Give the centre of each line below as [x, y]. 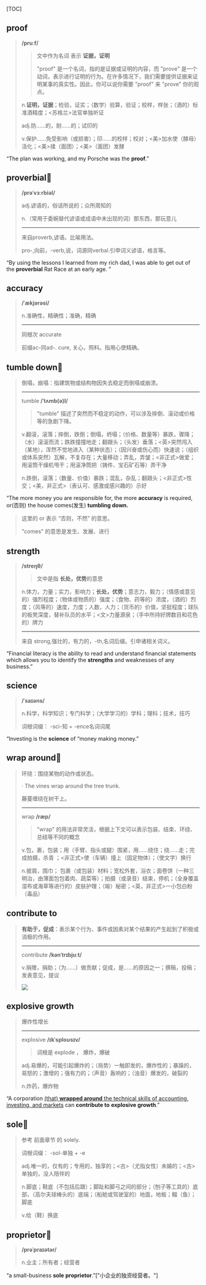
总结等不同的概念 [58, 837]
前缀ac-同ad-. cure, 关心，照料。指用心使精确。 [82, 348]
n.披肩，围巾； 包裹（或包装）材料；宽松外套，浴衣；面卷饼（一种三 [108, 870]
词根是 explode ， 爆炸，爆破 [73, 1052]
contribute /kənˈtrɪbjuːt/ [51, 955]
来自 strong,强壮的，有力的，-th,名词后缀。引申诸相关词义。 [97, 641]
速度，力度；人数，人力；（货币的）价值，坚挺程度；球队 [128, 607]
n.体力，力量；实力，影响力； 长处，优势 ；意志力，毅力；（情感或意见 [109, 592]
